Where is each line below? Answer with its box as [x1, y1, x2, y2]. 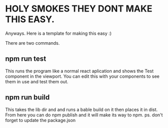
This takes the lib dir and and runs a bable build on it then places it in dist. [5, 106, 158, 112]
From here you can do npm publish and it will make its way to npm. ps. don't [5, 111, 163, 118]
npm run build [5, 93, 50, 102]
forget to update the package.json [5, 117, 76, 123]
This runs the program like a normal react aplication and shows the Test [5, 68, 154, 74]
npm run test [5, 55, 46, 63]
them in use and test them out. [5, 78, 69, 84]
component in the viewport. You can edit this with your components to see [5, 73, 160, 79]
